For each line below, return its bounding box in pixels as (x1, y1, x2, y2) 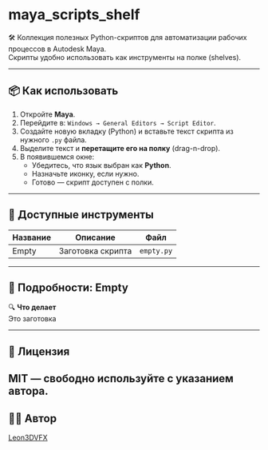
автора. (8, 384, 49, 398)
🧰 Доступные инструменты (8, 208, 154, 221)
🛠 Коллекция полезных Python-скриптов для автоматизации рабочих (8, 32, 247, 42)
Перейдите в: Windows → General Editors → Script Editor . (19, 117, 217, 127)
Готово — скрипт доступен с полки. (31, 177, 154, 187)
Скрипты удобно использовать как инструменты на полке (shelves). (8, 52, 242, 62)
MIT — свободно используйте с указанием (8, 372, 234, 385)
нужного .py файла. (19, 134, 88, 145)
